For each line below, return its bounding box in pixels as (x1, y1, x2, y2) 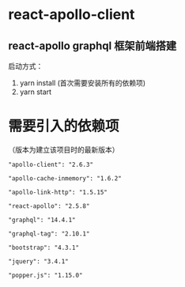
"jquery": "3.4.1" (8, 257, 69, 266)
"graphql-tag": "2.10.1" (8, 229, 90, 238)
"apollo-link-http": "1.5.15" (8, 188, 108, 196)
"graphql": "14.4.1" (8, 216, 77, 224)
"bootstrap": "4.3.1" (8, 244, 80, 251)
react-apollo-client (8, 6, 135, 24)
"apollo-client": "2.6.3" (8, 160, 93, 168)
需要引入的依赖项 (8, 117, 120, 135)
